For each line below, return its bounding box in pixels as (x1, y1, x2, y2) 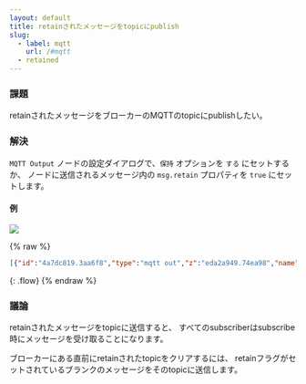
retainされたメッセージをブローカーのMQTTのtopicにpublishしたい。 (9, 110, 268, 121)
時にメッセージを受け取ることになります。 (9, 333, 168, 344)
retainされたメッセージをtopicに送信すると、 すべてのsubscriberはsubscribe (9, 321, 296, 333)
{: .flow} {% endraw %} (9, 275, 97, 285)
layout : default (9, 13, 71, 23)
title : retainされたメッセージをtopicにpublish (9, 22, 179, 31)
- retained (17, 56, 59, 65)
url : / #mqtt (25, 47, 71, 57)
